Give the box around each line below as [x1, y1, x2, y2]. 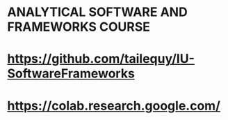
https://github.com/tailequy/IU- [7, 51, 195, 67]
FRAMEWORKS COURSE [7, 19, 151, 35]
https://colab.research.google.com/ [7, 98, 221, 114]
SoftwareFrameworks [7, 66, 136, 82]
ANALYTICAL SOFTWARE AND [7, 4, 188, 20]
